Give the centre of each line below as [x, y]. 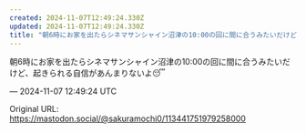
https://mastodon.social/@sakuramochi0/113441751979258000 [127, 118]
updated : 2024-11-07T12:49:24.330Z [77, 26]
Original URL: [34, 109]
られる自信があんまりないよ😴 [107, 73]
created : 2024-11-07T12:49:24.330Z [77, 18]
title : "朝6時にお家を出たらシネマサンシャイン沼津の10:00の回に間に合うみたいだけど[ [155, 35]
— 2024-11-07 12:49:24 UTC [63, 91]
